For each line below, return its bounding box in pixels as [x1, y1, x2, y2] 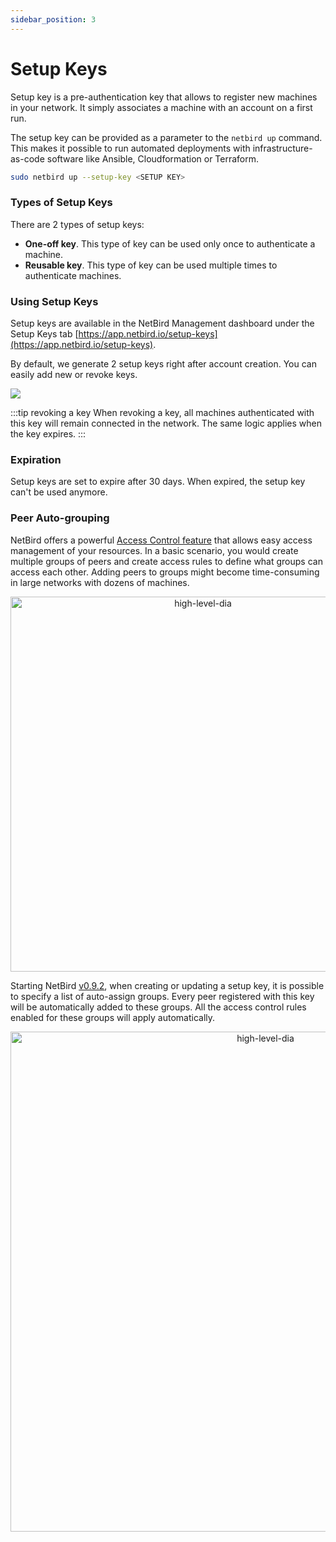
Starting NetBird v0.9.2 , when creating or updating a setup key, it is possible [10, 979, 325, 991]
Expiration [10, 452, 62, 466]
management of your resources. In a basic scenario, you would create [10, 544, 299, 556]
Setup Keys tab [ [10, 328, 79, 340]
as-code [10, 152, 45, 165]
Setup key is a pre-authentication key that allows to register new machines [10, 91, 318, 103]
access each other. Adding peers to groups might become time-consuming [10, 566, 320, 578]
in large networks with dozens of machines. [10, 576, 190, 588]
